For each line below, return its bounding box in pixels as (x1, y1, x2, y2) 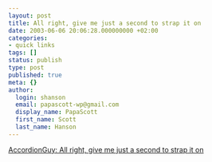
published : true (8, 71, 62, 79)
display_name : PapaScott (15, 109, 98, 117)
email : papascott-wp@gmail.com (15, 101, 120, 109)
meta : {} (8, 78, 37, 86)
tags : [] (8, 49, 37, 57)
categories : (8, 34, 48, 42)
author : (8, 85, 34, 94)
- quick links (8, 41, 56, 49)
